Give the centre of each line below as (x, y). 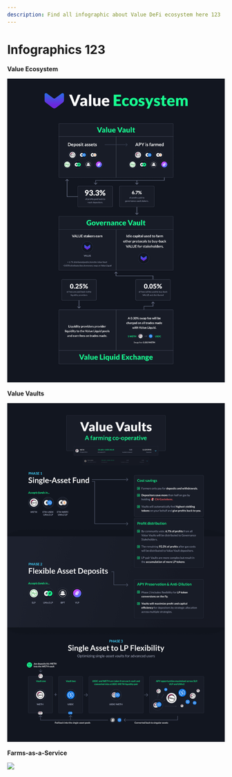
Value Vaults (26, 393)
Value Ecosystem (33, 68)
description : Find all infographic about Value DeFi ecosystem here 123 (114, 15)
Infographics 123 (56, 49)
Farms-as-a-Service (37, 753)
